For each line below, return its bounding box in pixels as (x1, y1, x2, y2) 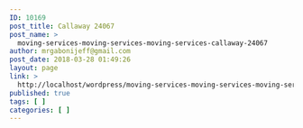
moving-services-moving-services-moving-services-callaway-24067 (17, 38, 269, 48)
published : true (9, 88, 70, 97)
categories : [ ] (9, 105, 70, 114)
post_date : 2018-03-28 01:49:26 (9, 55, 131, 64)
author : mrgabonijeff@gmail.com (9, 47, 131, 56)
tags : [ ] (9, 96, 47, 106)
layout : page (9, 64, 59, 73)
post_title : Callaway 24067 (9, 22, 115, 31)
